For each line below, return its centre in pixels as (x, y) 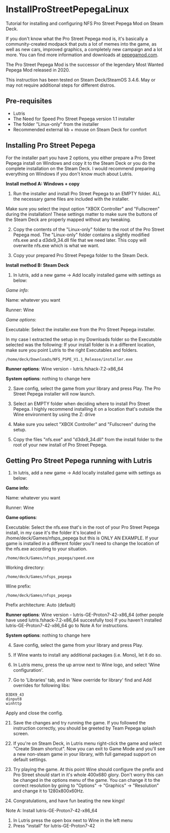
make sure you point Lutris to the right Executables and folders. (72, 350)
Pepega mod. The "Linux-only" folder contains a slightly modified (81, 235)
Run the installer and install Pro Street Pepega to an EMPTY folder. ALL (87, 193)
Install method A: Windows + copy (43, 184)
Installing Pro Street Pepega (51, 146)
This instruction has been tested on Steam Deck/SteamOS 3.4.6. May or (81, 80)
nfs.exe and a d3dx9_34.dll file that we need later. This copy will (79, 240)
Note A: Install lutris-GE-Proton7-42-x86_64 (52, 811)
